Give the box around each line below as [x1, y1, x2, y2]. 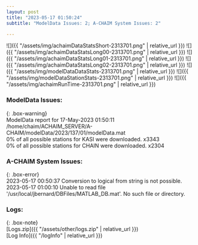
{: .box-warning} [6, 110, 47, 117]
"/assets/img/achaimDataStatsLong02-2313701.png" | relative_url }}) [14, 61, 186, 69]
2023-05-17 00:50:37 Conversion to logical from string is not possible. [6, 177, 183, 184]
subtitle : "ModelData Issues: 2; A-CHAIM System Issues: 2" [6, 20, 162, 26]
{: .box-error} [6, 170, 39, 178]
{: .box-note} [6, 219, 38, 226]
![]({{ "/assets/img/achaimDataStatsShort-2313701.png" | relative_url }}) [6, 42, 185, 49]
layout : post [6, 8, 39, 15]
